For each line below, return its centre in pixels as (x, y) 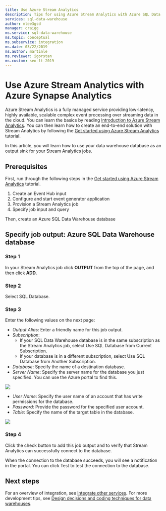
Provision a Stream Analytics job (45, 204)
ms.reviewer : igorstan (28, 56)
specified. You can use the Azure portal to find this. (65, 377)
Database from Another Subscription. (58, 362)
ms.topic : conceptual (28, 38)
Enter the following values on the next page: (50, 320)
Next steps (22, 481)
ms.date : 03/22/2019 (27, 47)
